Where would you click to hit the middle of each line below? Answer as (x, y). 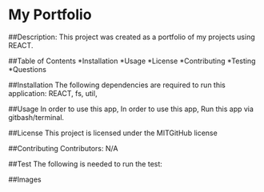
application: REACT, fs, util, (53, 93)
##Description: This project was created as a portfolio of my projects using (132, 37)
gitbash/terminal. (36, 117)
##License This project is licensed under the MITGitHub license (113, 133)
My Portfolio (50, 15)
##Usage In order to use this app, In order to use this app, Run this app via (131, 109)
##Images (25, 179)
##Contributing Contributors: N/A (63, 148)
